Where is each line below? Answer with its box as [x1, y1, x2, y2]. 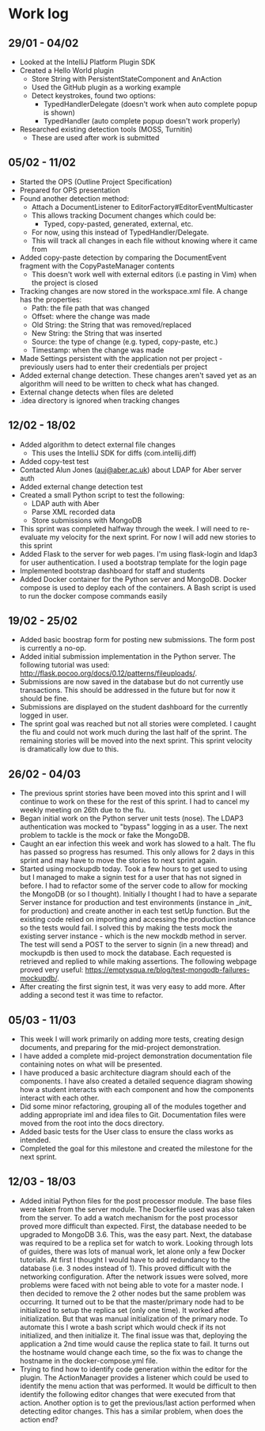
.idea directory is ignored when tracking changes [19, 395, 180, 405]
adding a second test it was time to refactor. [19, 991, 164, 1000]
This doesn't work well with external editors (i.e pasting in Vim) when [31, 269, 257, 279]
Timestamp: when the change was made [31, 345, 165, 355]
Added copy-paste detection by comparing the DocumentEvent [19, 253, 227, 262]
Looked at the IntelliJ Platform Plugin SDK [19, 57, 156, 67]
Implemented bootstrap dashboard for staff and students [19, 565, 206, 575]
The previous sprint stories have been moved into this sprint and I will [19, 789, 247, 798]
